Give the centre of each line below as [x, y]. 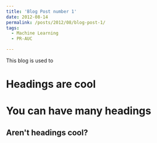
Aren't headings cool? [47, 132]
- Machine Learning [35, 33]
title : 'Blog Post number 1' [41, 11]
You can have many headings [79, 111]
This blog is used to [30, 60]
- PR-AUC [22, 39]
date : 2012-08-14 [27, 17]
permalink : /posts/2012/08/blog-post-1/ [56, 22]
